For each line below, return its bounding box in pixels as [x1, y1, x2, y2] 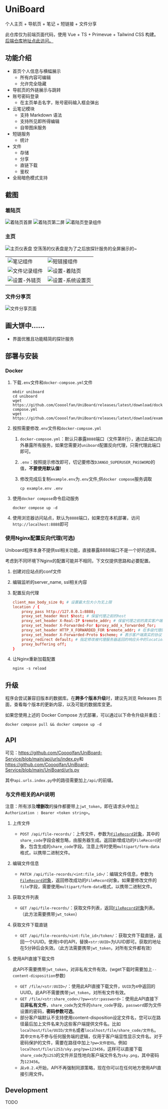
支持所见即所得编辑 [19, 118, 60, 124]
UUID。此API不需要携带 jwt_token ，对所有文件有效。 [19, 990, 128, 996]
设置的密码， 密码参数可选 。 [19, 1008, 77, 1014]
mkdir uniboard [12, 389, 44, 394]
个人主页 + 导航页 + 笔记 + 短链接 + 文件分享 [5, 21, 97, 27]
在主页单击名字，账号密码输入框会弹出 [19, 99, 99, 105]
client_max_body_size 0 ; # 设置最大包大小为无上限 [12, 599, 112, 605]
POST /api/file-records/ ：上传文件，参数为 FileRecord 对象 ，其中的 [19, 831, 160, 837]
